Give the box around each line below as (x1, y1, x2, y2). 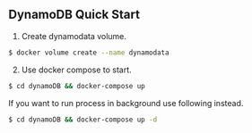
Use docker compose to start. (21, 64, 132, 75)
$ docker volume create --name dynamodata (8, 48, 169, 57)
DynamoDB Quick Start (8, 7, 141, 22)
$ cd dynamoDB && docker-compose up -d (8, 115, 158, 124)
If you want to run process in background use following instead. (8, 97, 244, 108)
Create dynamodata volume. (21, 30, 127, 41)
